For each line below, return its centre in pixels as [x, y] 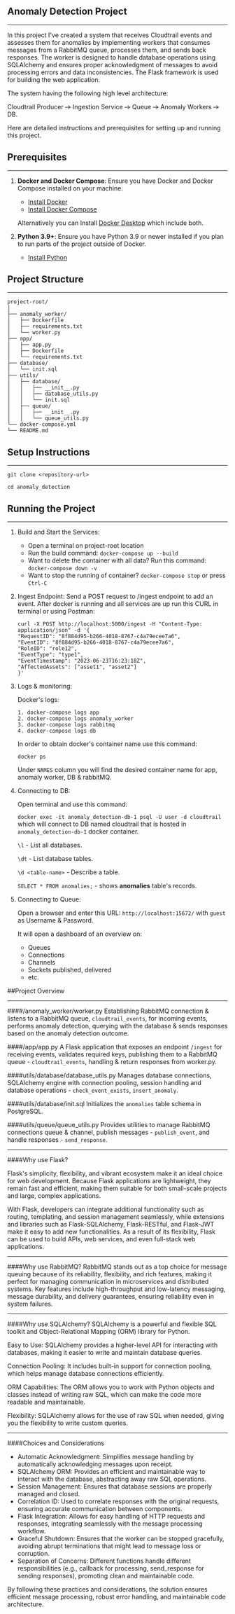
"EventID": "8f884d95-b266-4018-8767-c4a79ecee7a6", [96, 643]
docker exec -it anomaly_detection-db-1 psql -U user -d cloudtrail [119, 818]
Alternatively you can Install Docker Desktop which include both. [111, 223]
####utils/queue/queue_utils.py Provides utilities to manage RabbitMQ [109, 1125]
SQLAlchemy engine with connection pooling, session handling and [104, 1083]
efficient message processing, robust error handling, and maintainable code [116, 1597]
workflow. [31, 1531]
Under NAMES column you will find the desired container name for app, [117, 770]
